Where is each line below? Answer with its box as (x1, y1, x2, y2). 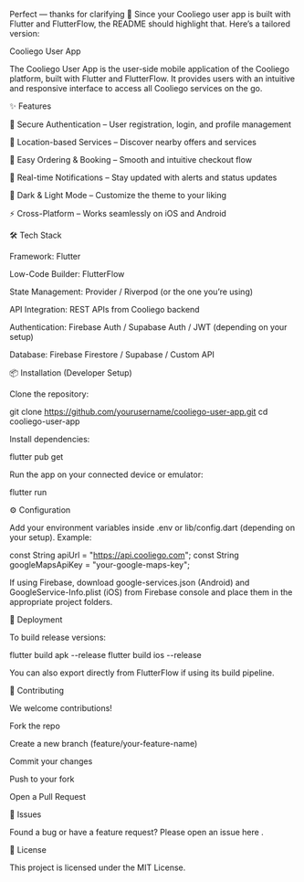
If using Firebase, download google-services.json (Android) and (9, 577, 250, 588)
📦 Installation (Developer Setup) (9, 367, 132, 378)
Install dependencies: (9, 434, 90, 444)
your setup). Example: (9, 532, 92, 543)
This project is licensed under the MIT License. (9, 862, 186, 873)
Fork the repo (9, 720, 61, 731)
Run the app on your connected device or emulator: (9, 469, 204, 480)
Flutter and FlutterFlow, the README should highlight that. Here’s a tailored (9, 18, 290, 29)
